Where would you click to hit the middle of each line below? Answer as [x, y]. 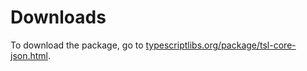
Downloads [58, 17]
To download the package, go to [77, 45]
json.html [29, 55]
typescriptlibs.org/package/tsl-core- [221, 45]
